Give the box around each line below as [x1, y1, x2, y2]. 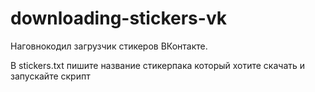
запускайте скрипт [10, 70, 91, 82]
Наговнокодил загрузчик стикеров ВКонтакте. [10, 40, 208, 52]
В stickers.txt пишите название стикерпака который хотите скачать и [10, 59, 306, 71]
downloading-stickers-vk [10, 7, 227, 30]
